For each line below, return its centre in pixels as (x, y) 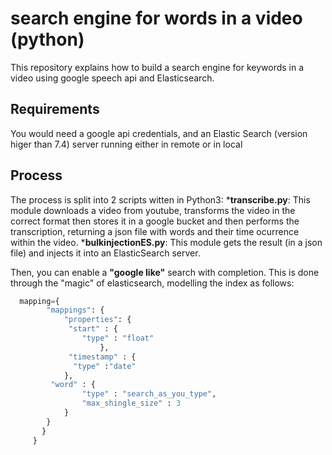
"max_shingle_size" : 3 (131, 403)
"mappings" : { (75, 310)
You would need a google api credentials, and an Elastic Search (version (159, 133)
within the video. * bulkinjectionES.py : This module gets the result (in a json (166, 242)
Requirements (55, 109)
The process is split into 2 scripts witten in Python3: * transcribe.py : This (160, 199)
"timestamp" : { (102, 357)
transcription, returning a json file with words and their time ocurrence (155, 231)
